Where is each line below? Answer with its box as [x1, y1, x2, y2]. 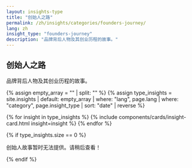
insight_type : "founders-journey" [6, 31, 93, 37]
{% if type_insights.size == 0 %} [6, 131, 87, 138]
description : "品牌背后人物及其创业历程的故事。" [6, 36, 118, 42]
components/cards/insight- [119, 113, 187, 120]
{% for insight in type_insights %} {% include [6, 113, 118, 120]
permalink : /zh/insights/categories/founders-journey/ [6, 20, 146, 26]
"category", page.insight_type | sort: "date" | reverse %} [6, 102, 145, 109]
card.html [6, 120, 30, 127]
